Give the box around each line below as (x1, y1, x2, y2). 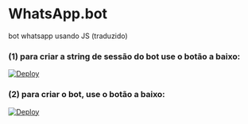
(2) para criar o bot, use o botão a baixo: (8, 89, 165, 100)
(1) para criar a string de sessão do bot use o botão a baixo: (8, 51, 241, 62)
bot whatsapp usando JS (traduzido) (8, 31, 129, 41)
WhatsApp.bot (8, 5, 108, 23)
